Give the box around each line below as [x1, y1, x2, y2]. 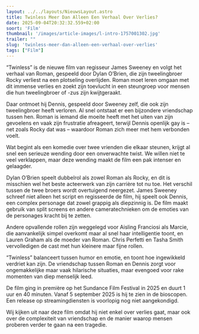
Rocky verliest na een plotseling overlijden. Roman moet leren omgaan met [6, 76, 189, 83]
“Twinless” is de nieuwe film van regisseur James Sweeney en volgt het [6, 64, 182, 71]
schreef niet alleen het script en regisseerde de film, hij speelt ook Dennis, [6, 193, 188, 200]
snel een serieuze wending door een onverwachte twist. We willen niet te [6, 150, 185, 157]
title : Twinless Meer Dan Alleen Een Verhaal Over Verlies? [6, 14, 159, 20]
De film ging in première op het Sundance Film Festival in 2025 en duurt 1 [6, 284, 186, 291]
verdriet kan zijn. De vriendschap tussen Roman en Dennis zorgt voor [6, 260, 176, 267]
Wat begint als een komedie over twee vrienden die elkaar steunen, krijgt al [6, 143, 191, 150]
